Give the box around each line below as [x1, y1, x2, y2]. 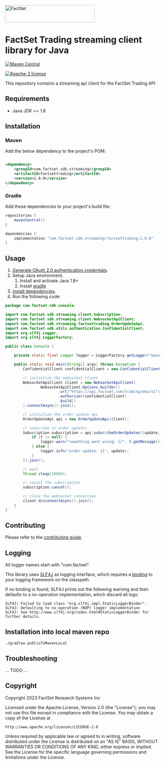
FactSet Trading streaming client [5, 34, 142, 46]
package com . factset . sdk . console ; [5, 303, 77, 308]
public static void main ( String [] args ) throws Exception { [14, 362, 140, 367]
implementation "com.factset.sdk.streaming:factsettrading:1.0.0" [14, 236, 154, 241]
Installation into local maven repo [5, 627, 110, 636]
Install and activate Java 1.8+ [19, 278, 79, 284]
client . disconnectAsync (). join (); [23, 499, 94, 504]
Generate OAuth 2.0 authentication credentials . [12, 267, 109, 273]
